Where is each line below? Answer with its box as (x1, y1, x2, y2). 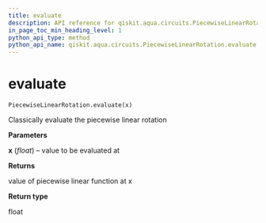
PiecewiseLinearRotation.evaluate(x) (8, 101, 133, 109)
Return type (8, 191, 49, 202)
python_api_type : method (8, 33, 90, 42)
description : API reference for (8, 19, 115, 27)
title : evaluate (8, 11, 62, 20)
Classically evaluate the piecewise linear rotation (8, 115, 168, 125)
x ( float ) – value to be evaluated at (8, 146, 120, 155)
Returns (8, 161, 36, 171)
